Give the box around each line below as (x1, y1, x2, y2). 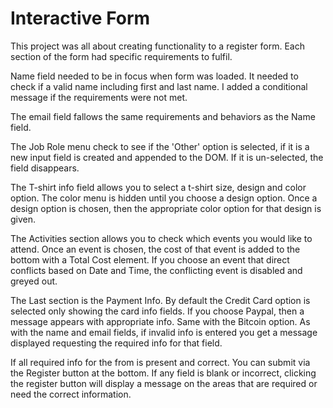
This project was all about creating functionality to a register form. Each (10, 40, 305, 52)
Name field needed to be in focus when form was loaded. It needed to (10, 70, 299, 82)
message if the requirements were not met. (10, 91, 188, 103)
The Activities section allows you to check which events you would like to (10, 232, 313, 244)
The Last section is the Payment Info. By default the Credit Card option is (10, 294, 311, 306)
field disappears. (10, 162, 80, 174)
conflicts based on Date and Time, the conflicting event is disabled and (10, 264, 303, 276)
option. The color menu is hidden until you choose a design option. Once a (10, 192, 318, 204)
